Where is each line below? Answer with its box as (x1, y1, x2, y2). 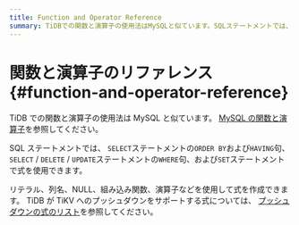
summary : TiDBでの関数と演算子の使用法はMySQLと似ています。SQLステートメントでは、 (9, 21, 293, 30)
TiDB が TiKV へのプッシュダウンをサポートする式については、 (26, 196, 257, 206)
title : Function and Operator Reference (9, 12, 163, 22)
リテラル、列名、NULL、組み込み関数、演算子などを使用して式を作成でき (9, 184, 281, 195)
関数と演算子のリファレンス (9, 62, 213, 83)
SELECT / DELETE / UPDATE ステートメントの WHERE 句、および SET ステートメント (9, 154, 285, 165)
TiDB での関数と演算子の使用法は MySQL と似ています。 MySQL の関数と (9, 112, 280, 123)
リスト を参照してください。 (56, 206, 158, 217)
